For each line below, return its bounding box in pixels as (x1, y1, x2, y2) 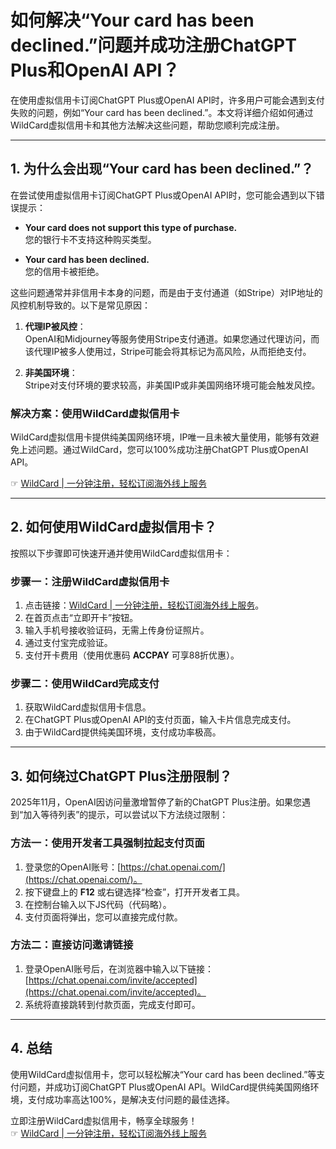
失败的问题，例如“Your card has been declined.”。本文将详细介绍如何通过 (10, 106, 314, 118)
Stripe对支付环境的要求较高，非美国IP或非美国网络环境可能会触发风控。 (24, 379, 321, 391)
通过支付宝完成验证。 (24, 637, 113, 649)
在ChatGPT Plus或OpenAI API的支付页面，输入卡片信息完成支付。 (24, 714, 297, 726)
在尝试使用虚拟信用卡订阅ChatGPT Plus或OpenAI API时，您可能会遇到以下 (10, 189, 317, 201)
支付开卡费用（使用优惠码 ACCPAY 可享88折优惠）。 (24, 649, 240, 661)
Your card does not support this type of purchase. (24, 221, 238, 233)
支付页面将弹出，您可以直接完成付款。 (24, 911, 183, 923)
